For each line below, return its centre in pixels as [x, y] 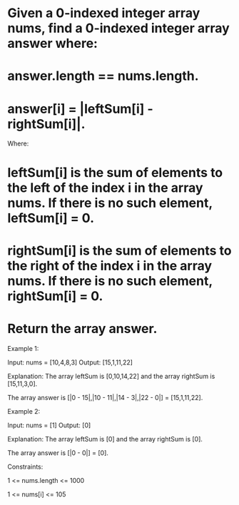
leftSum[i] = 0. [51, 218]
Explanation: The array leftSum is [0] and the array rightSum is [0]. [105, 439]
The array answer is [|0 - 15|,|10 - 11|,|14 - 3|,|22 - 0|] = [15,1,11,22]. [105, 397]
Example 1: [23, 348]
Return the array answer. [82, 328]
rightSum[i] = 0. [55, 296]
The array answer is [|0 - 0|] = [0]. [58, 453]
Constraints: [25, 466]
